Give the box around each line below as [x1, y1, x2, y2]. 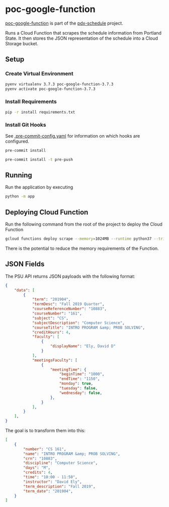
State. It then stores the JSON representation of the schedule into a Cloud [5, 35, 158, 41]
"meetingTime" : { [50, 367, 87, 372]
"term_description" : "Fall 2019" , [23, 484, 96, 489]
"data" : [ [14, 287, 35, 292]
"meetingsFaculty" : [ [32, 358, 78, 363]
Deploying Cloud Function [5, 208, 89, 217]
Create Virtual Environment [5, 70, 74, 77]
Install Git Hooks [5, 122, 46, 129]
